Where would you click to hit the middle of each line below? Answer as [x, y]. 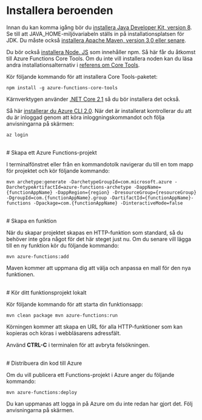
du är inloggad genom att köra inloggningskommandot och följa [86, 117]
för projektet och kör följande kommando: [58, 171]
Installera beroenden [60, 11]
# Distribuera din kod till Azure [44, 363]
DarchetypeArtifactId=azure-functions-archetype [69, 187]
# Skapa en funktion [32, 221]
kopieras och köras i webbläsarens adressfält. [64, 333]
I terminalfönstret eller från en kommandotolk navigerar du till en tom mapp [100, 164]
